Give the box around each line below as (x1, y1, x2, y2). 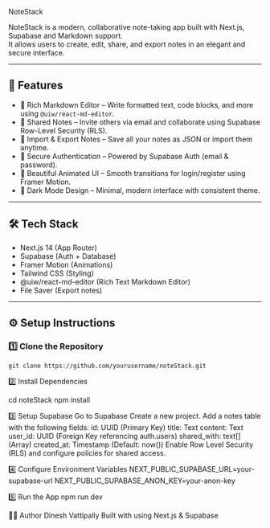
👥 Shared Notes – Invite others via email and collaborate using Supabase (19, 117, 261, 127)
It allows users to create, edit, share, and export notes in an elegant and (8, 39, 246, 49)
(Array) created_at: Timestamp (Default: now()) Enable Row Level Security (8, 440, 254, 449)
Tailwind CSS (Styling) (19, 268, 94, 278)
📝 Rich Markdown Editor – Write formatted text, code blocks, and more (19, 100, 254, 109)
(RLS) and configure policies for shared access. (8, 448, 166, 458)
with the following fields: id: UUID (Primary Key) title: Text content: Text (8, 423, 243, 432)
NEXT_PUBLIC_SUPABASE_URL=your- (129, 465, 256, 474)
